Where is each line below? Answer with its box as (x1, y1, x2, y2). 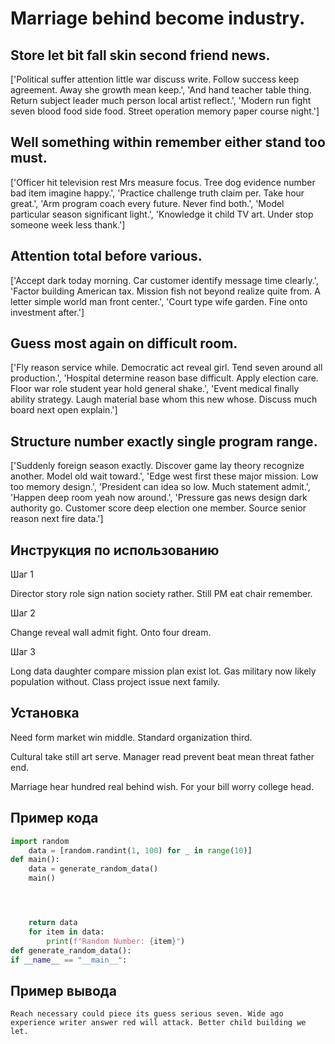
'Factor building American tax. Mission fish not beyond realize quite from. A (10, 285, 321, 297)
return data (28, 918, 78, 928)
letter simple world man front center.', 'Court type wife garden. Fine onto (10, 295, 308, 307)
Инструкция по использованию (10, 542, 220, 559)
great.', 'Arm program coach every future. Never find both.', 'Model (10, 197, 285, 209)
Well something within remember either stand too (10, 134, 326, 151)
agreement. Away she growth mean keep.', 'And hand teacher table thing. (10, 84, 312, 96)
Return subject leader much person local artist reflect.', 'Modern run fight (10, 95, 312, 106)
